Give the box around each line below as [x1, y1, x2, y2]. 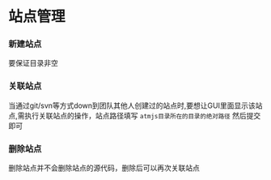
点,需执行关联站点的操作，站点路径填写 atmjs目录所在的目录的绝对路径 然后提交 [8, 110, 261, 120]
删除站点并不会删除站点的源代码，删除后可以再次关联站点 [8, 163, 200, 173]
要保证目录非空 [8, 58, 58, 68]
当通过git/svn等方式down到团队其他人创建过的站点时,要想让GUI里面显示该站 [8, 101, 263, 110]
